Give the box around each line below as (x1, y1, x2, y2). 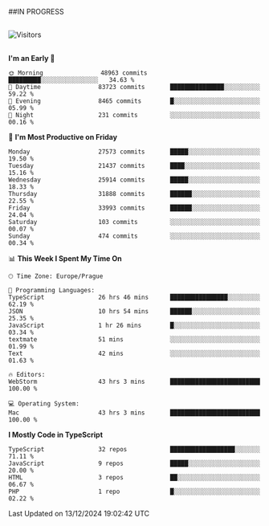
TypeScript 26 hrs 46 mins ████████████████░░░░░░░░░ (8, 293, 261, 301)
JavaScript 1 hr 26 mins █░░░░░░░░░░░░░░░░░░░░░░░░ (8, 321, 261, 329)
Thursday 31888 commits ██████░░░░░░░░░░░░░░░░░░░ (8, 190, 261, 198)
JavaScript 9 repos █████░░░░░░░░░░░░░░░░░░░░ (8, 459, 261, 467)
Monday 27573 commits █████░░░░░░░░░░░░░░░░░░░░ (8, 148, 261, 156)
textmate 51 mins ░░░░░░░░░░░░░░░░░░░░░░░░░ (8, 335, 261, 344)
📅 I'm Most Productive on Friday (8, 132, 118, 141)
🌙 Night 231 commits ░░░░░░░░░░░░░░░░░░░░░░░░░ (8, 111, 261, 119)
